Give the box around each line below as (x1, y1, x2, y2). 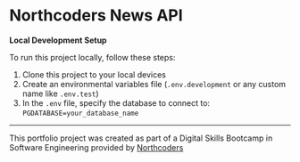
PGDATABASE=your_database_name (21, 109, 139, 117)
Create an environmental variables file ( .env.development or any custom (21, 78, 287, 89)
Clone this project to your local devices (21, 69, 167, 80)
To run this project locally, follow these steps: (9, 52, 176, 62)
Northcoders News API (9, 5, 183, 26)
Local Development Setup (9, 35, 107, 45)
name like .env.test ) (21, 88, 100, 99)
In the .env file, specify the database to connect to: (21, 97, 211, 108)
